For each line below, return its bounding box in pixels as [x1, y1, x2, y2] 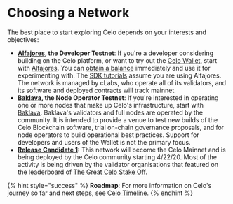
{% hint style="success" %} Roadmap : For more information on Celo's [7, 181, 212, 189]
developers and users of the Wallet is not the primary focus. [17, 138, 191, 146]
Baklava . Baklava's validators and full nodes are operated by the [17, 108, 204, 117]
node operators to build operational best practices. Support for [17, 131, 199, 139]
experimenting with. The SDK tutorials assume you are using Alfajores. [17, 71, 222, 80]
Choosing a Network [7, 5, 130, 21]
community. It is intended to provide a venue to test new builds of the [17, 115, 218, 124]
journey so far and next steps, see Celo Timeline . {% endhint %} [7, 189, 194, 197]
